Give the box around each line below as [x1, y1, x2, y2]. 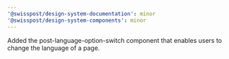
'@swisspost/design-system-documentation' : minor [7, 10, 156, 18]
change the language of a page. [7, 44, 100, 52]
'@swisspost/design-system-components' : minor [7, 17, 147, 24]
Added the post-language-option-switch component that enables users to [7, 36, 223, 44]
